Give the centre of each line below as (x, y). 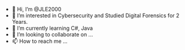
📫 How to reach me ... (40, 41)
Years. (20, 22)
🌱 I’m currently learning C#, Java (52, 28)
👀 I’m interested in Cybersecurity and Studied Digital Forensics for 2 (95, 15)
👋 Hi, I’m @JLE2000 (37, 9)
